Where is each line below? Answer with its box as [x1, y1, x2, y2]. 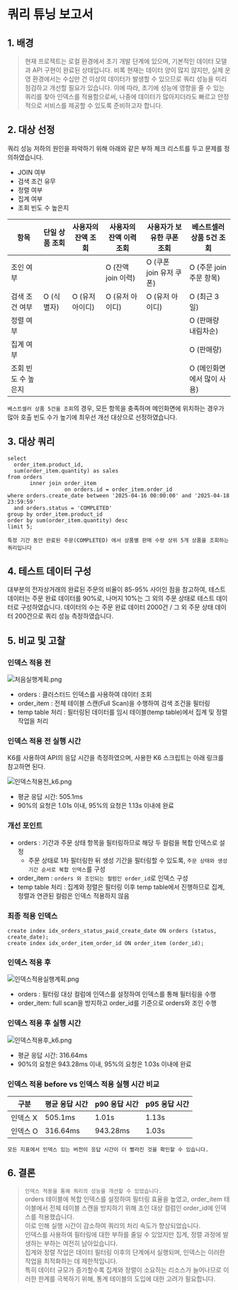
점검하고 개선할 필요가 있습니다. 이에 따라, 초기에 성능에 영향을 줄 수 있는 [24, 84, 225, 92]
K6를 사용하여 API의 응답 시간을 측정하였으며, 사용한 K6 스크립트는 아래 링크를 [7, 754, 225, 762]
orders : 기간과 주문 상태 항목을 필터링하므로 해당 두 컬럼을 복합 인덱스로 [17, 838, 218, 847]
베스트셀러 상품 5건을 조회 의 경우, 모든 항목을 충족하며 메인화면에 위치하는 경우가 [7, 404, 225, 412]
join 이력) [106, 273, 136, 283]
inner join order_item [29, 480, 97, 487]
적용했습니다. [38, 1212, 74, 1221]
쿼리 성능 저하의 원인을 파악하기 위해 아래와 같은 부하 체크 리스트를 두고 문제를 [7, 144, 223, 152]
